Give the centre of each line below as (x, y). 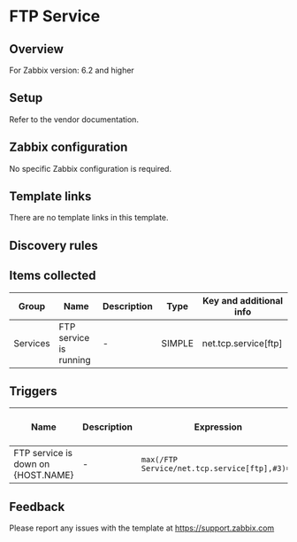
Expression (218, 427)
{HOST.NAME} (44, 476)
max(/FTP (160, 460)
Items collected (53, 276)
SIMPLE (178, 343)
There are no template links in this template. (89, 218)
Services (32, 343)
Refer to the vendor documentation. (74, 119)
